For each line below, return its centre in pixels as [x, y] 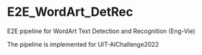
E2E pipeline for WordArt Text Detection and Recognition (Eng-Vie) [101, 31]
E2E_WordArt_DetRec [70, 12]
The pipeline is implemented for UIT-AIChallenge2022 [83, 44]
